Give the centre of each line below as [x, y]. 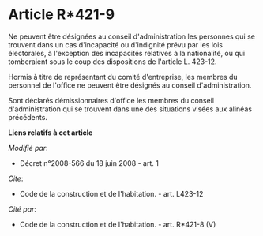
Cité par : [23, 209]
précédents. [28, 117]
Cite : [16, 178]
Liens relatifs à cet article [51, 133]
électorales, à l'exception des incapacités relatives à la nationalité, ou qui [127, 53]
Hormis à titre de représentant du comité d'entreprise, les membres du [123, 77]
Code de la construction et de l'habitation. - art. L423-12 [111, 193]
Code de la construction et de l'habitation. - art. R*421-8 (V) [118, 224]
